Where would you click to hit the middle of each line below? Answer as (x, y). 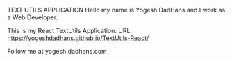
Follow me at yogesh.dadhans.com (57, 51)
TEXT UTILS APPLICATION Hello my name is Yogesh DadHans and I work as (116, 10)
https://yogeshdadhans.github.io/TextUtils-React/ (78, 38)
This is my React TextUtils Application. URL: (70, 31)
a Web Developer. (33, 17)
